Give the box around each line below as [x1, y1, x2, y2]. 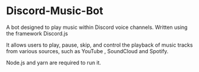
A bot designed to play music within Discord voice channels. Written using [6, 24, 188, 31]
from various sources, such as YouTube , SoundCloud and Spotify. [6, 47, 169, 54]
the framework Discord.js [6, 30, 68, 37]
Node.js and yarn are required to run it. [6, 59, 102, 66]
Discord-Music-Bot [6, 4, 103, 18]
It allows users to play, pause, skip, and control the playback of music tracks [6, 41, 193, 48]
